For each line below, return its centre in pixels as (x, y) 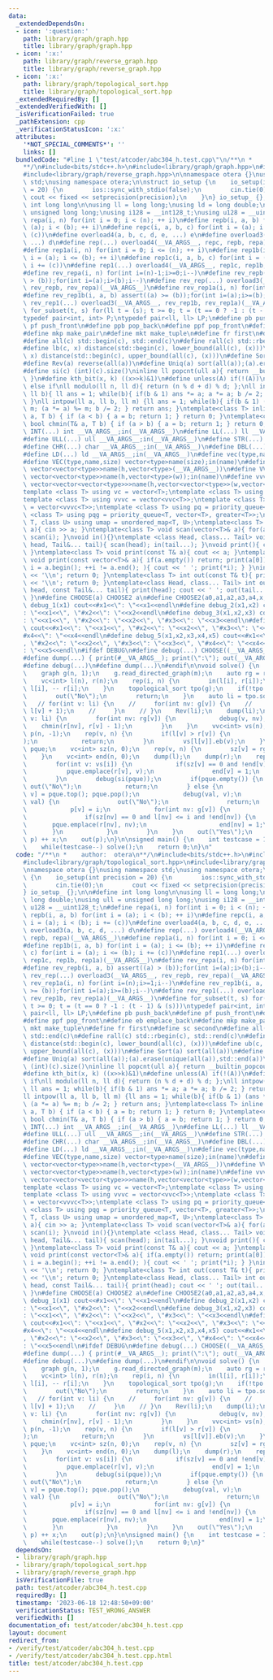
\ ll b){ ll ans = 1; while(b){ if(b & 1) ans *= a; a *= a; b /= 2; (143, 394)
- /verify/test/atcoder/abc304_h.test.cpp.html (91, 1656)
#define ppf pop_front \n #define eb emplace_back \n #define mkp (130, 1021)
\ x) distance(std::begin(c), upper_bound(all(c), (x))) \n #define (138, 356)
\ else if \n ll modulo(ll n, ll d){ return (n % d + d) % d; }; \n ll (139, 386)
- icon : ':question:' (52, 31)
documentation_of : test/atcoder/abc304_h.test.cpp (96, 1626)
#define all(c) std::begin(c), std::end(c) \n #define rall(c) (128, 341)
